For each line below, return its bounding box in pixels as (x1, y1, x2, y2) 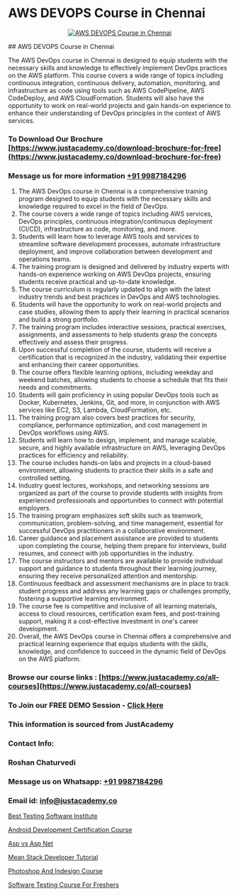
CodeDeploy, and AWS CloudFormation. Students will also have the (8, 94, 205, 102)
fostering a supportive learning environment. (18, 594, 149, 603)
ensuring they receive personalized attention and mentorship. (18, 572, 198, 580)
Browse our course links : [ (8, 672, 102, 682)
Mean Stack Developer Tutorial (8, 853, 98, 861)
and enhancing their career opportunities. (18, 361, 140, 369)
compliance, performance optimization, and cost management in (18, 421, 208, 430)
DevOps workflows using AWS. (18, 428, 110, 437)
